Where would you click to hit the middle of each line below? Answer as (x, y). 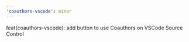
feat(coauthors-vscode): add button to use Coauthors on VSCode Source (94, 28)
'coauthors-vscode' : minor (39, 11)
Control (15, 34)
